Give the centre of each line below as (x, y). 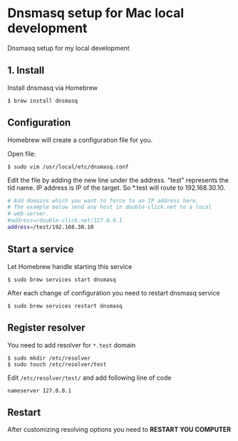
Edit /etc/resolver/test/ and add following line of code (89, 377)
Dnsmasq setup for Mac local (95, 13)
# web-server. (29, 214)
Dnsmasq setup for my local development (68, 48)
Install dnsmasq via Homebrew (53, 88)
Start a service (41, 249)
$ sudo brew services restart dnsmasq (65, 306)
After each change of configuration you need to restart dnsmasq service (114, 293)
